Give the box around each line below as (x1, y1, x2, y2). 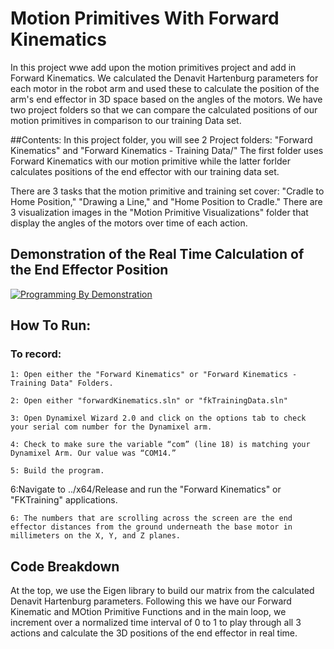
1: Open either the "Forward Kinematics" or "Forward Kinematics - (10, 370, 298, 380)
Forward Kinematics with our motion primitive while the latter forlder (10, 155, 291, 167)
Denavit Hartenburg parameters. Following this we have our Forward (10, 595, 292, 607)
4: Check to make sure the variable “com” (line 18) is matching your (10, 440, 311, 450)
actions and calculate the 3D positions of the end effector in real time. (10, 627, 298, 639)
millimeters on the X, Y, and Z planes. (10, 531, 182, 541)
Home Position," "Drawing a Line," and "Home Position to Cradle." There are (10, 195, 323, 207)
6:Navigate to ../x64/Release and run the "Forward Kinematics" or (10, 483, 282, 496)
